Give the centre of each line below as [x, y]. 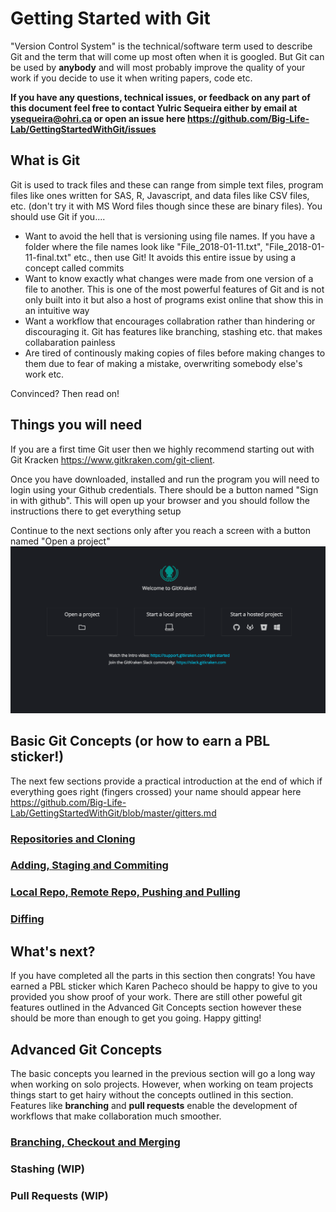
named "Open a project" [60, 541]
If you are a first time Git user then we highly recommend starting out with [162, 449]
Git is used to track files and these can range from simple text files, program [167, 184]
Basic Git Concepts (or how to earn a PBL [140, 741]
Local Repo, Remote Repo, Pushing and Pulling [125, 892]
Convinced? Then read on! [65, 393]
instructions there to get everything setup [96, 511]
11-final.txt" [48, 257]
